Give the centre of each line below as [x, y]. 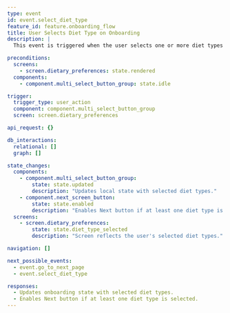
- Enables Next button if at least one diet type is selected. [106, 299]
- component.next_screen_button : [67, 197]
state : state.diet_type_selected [80, 230]
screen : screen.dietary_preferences [66, 115]
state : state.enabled [63, 204]
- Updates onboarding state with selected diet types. [94, 293]
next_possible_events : [40, 261]
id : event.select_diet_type [48, 20]
